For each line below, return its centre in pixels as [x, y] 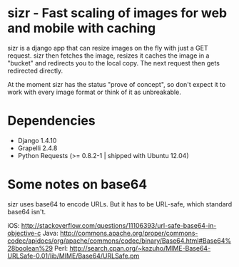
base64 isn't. [27, 211]
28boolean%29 [30, 248]
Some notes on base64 [77, 185]
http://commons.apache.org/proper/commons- [129, 233]
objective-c [24, 233]
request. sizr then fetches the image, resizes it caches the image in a [108, 56]
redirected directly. [35, 70]
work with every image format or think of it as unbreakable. [95, 92]
